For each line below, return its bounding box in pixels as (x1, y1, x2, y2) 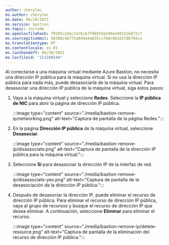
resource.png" (12, 229, 43, 235)
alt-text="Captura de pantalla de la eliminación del (44, 229, 150, 235)
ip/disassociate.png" (12, 146, 57, 152)
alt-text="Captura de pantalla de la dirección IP (57, 146, 156, 152)
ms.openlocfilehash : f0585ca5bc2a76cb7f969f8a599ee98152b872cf (5, 31, 143, 36)
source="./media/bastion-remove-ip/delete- (64, 224, 157, 230)
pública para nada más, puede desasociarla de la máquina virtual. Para (5, 79, 154, 86)
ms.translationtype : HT (5, 41, 56, 46)
